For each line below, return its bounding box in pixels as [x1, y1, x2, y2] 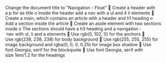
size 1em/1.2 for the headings [5, 52, 65, 58]
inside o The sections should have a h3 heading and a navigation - [5, 26, 142, 32]
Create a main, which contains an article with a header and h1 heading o [5, 15, 153, 21]
